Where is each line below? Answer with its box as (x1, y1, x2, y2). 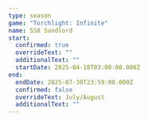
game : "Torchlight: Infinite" (8, 19, 109, 27)
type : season (8, 11, 52, 20)
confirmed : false (15, 85, 73, 94)
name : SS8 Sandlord (8, 26, 73, 34)
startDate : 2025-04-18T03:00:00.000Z (15, 64, 141, 72)
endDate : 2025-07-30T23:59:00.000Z (15, 78, 134, 86)
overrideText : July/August (15, 93, 105, 101)
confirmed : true (15, 41, 69, 49)
